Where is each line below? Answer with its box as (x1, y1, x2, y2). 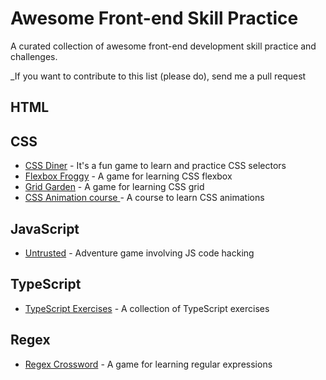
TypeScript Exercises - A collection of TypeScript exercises (24, 302, 270, 314)
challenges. (10, 50, 58, 62)
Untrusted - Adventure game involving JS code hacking (24, 247, 255, 259)
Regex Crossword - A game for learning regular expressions (24, 358, 273, 370)
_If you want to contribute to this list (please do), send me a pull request (10, 70, 307, 82)
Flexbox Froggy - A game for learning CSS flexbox (24, 170, 233, 182)
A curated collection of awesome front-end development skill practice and (10, 40, 317, 52)
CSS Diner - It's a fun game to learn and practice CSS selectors (24, 160, 287, 172)
